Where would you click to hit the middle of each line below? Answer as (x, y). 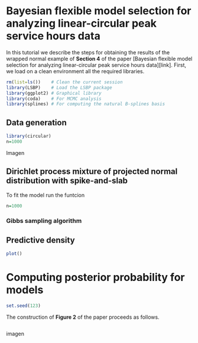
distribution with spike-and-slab (67, 181)
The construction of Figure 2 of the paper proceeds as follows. (83, 317)
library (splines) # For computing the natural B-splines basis (86, 104)
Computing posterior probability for (95, 278)
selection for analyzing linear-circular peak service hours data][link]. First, (96, 65)
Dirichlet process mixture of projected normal (92, 172)
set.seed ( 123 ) (24, 306)
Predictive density (40, 240)
